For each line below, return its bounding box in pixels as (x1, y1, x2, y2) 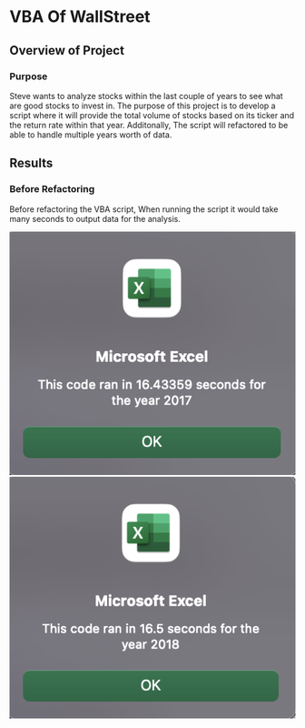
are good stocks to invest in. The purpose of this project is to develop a (9, 100, 276, 111)
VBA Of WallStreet (9, 6, 152, 27)
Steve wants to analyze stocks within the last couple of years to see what (9, 90, 283, 101)
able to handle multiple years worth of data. (9, 129, 172, 140)
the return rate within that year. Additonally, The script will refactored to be (9, 119, 289, 130)
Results (9, 156, 54, 171)
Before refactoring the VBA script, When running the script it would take (9, 203, 279, 215)
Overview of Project (9, 43, 125, 58)
